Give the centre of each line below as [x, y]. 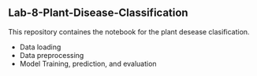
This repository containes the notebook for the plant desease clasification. [129, 31]
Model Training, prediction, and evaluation [88, 63]
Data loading [40, 47]
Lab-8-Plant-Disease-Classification [98, 13]
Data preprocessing [52, 55]
